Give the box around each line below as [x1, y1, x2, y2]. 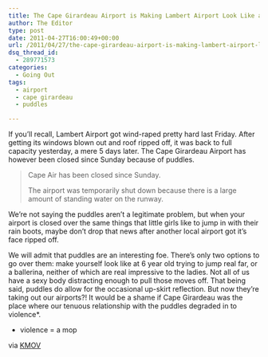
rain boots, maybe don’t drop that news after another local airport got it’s [8, 226, 247, 236]
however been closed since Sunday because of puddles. [8, 155, 195, 164]
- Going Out [15, 71, 56, 79]
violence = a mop [19, 325, 77, 335]
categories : [8, 64, 48, 72]
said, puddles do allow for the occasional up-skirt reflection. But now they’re [8, 284, 259, 294]
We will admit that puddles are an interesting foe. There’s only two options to [8, 250, 260, 260]
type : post [8, 26, 45, 34]
